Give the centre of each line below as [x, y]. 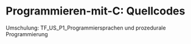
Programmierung [27, 34]
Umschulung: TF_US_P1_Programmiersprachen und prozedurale [86, 28]
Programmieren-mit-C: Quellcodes [95, 11]
